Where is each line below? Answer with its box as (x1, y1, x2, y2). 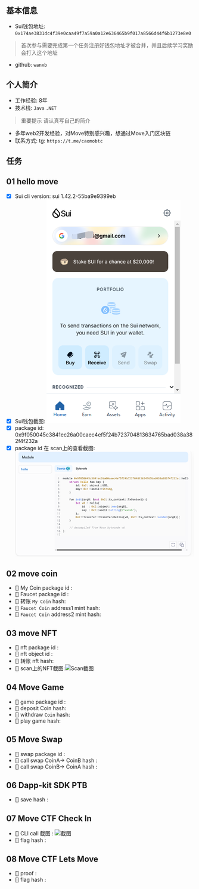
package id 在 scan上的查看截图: (14, 445, 95, 452)
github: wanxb (14, 61, 48, 68)
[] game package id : (14, 698, 66, 705)
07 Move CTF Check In (6, 813, 92, 823)
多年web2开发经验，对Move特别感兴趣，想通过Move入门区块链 (14, 129, 171, 137)
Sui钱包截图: (14, 417, 46, 425)
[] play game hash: (14, 717, 61, 724)
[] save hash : (14, 796, 49, 803)
